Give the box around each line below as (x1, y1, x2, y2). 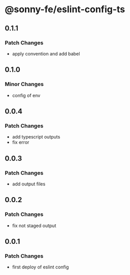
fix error (12, 139, 30, 146)
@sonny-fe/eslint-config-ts (5, 4, 125, 15)
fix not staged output (12, 223, 57, 229)
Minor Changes (5, 80, 44, 88)
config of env (12, 92, 41, 98)
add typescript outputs (12, 134, 61, 140)
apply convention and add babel (12, 50, 80, 57)
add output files (12, 181, 45, 187)
